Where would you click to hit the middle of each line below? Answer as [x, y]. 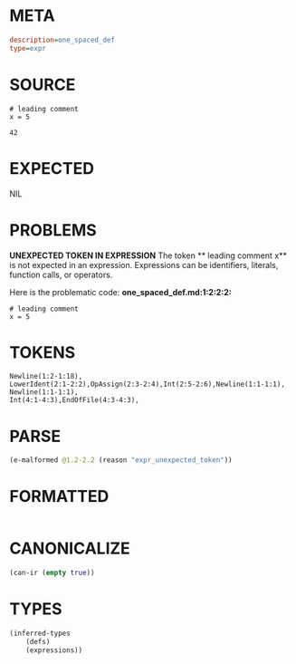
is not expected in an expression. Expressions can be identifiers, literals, [144, 265]
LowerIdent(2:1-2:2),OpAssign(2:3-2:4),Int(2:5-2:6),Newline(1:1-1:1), [147, 385]
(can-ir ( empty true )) [52, 573]
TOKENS [43, 352]
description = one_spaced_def [62, 40]
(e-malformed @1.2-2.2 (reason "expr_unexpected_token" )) [121, 460]
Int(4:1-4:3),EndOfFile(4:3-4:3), [75, 400]
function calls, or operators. [61, 274]
